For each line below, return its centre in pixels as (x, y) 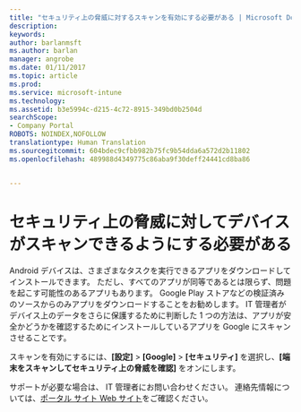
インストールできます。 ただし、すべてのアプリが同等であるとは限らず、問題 (150, 282)
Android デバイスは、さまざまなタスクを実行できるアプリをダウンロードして (150, 270)
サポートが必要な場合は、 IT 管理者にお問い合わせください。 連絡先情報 (142, 387)
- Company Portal (42, 126)
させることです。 (40, 338)
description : (34, 26)
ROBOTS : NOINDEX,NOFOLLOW (57, 134)
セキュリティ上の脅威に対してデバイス (150, 222)
